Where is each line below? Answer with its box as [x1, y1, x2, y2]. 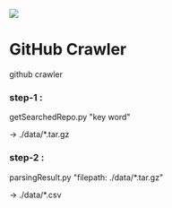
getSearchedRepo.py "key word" [9, 112, 131, 123]
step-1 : [9, 91, 43, 103]
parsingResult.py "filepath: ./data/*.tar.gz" [9, 171, 164, 183]
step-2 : [9, 152, 45, 164]
